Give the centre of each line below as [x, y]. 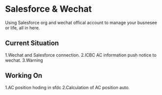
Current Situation [32, 43]
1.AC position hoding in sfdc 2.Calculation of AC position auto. [67, 87]
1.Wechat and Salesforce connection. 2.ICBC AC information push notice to [81, 55]
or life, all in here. [23, 27]
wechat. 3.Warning [24, 60]
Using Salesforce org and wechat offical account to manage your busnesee [81, 23]
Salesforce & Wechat [48, 9]
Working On [24, 76]
